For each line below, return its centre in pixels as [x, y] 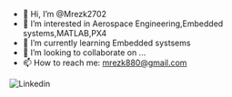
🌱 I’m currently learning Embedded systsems [106, 43]
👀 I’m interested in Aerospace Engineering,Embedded [123, 24]
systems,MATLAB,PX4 [65, 33]
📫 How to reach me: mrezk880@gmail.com [105, 63]
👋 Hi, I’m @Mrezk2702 [65, 14]
